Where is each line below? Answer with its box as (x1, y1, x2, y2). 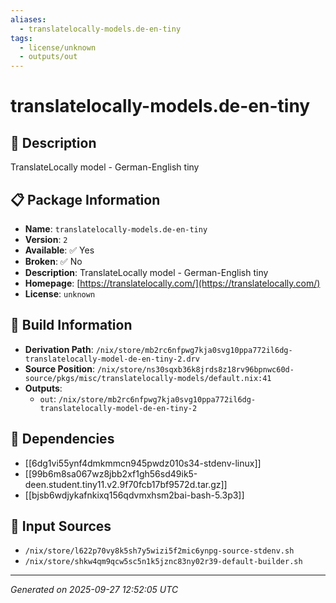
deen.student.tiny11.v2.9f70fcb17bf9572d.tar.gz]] (24, 478, 228, 490)
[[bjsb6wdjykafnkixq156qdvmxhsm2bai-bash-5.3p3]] (24, 489, 245, 501)
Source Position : (24, 362, 95, 375)
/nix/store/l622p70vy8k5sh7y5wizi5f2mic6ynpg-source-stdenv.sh (24, 546, 295, 556)
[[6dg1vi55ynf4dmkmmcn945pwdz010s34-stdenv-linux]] (24, 457, 262, 469)
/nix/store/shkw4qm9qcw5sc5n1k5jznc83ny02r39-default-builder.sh (24, 557, 303, 567)
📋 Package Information (10, 191, 161, 208)
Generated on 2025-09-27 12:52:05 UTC (10, 584, 179, 596)
